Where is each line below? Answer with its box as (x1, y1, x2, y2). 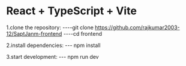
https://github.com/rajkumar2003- (95, 24, 180, 31)
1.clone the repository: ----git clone (6, 24, 94, 31)
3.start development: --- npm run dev (6, 53, 99, 60)
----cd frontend (63, 30, 102, 37)
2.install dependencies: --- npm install (6, 42, 101, 49)
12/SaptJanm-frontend (6, 30, 62, 37)
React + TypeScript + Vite (6, 4, 137, 18)
